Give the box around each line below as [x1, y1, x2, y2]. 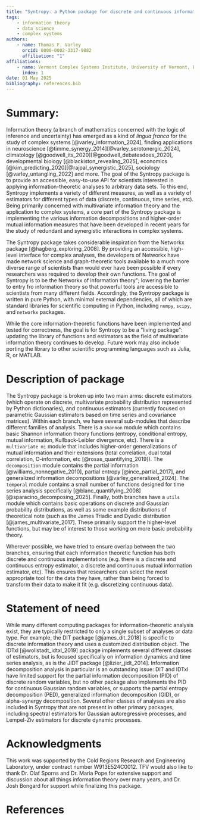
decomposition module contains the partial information [6, 462, 139, 469]
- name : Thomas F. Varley [17, 42, 82, 48]
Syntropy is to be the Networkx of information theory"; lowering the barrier [6, 276, 189, 283]
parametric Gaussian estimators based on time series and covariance [6, 411, 177, 418]
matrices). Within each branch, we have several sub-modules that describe [6, 417, 190, 425]
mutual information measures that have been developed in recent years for [6, 221, 189, 228]
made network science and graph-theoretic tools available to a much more [6, 257, 189, 265]
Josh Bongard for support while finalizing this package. [6, 782, 142, 789]
